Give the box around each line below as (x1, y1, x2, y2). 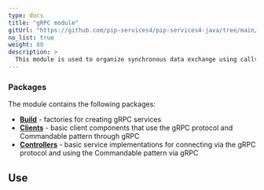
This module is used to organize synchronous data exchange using (15, 56, 237, 64)
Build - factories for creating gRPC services (19, 115, 162, 125)
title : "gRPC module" (8, 19, 79, 27)
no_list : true (8, 33, 55, 42)
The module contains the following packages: (8, 99, 156, 109)
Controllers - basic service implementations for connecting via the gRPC (19, 140, 256, 150)
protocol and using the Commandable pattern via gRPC (19, 148, 199, 158)
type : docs (8, 11, 44, 20)
